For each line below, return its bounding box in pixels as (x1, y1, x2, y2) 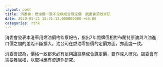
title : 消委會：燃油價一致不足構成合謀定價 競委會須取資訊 (5, 12, 111, 17)
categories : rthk (5, 20, 40, 26)
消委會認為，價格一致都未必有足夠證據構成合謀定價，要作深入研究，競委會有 (5, 51, 158, 57)
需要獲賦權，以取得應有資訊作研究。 (5, 57, 78, 63)
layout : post (5, 7, 32, 12)
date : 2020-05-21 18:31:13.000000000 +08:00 (5, 16, 97, 21)
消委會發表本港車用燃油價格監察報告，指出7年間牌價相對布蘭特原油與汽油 (5, 34, 152, 40)
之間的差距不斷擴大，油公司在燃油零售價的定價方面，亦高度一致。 (13, 41, 146, 47)
